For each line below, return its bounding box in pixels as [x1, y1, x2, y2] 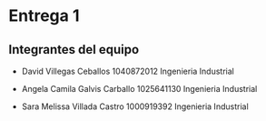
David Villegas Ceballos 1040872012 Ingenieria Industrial [21, 66, 235, 76]
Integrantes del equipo [8, 42, 140, 57]
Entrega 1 [8, 5, 80, 26]
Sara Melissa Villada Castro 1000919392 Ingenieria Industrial [21, 101, 249, 112]
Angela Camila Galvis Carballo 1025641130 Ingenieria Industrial [21, 84, 258, 94]
